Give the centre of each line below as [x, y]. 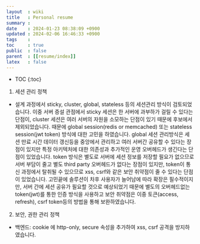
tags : [19, 40]
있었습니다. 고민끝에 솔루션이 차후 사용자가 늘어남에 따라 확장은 [95, 179]
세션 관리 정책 [31, 91]
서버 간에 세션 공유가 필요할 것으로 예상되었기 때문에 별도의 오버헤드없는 [107, 186]
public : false [26, 51]
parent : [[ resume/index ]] [41, 56]
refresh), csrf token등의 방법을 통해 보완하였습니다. [75, 201]
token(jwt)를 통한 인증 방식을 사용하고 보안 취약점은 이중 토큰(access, [97, 194]
